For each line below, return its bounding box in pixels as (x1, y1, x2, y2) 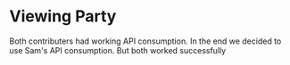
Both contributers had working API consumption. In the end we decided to (9, 36, 282, 46)
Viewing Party (9, 6, 117, 27)
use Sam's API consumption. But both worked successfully (9, 45, 227, 55)
